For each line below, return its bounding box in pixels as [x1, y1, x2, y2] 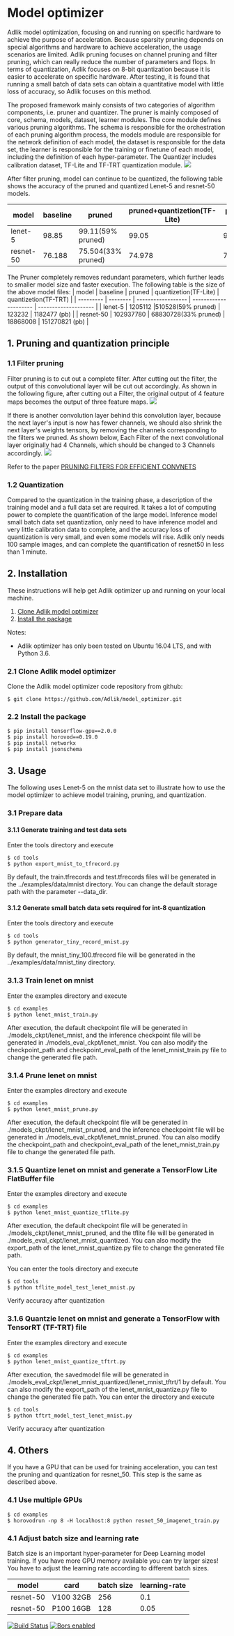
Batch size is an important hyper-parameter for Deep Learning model [7, 1550, 205, 1558]
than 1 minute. [7, 547, 47, 556]
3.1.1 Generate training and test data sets [7, 825, 127, 834]
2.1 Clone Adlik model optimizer [7, 666, 116, 676]
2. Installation [7, 568, 68, 580]
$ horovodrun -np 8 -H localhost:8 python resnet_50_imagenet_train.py [7, 1517, 219, 1524]
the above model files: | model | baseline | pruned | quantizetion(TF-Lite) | [7, 287, 219, 296]
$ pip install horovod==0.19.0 [7, 734, 98, 741]
